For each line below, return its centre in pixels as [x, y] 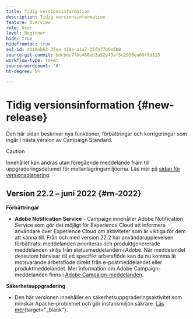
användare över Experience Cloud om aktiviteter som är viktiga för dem [100, 231]
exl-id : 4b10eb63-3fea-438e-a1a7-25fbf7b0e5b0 [64, 50]
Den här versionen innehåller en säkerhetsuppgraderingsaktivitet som [98, 297]
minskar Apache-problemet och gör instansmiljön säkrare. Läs [89, 304]
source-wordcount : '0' [34, 66]
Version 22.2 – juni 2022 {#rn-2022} [74, 193]
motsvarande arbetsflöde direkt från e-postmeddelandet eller [88, 262]
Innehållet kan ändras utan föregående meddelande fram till [78, 163]
